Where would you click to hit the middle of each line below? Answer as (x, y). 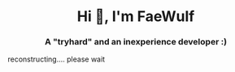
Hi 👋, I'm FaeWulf (136, 17)
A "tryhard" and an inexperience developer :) (136, 42)
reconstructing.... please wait (57, 59)
